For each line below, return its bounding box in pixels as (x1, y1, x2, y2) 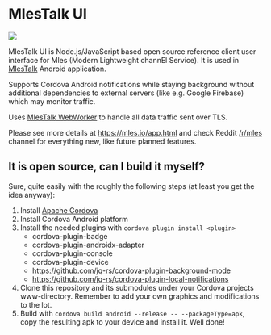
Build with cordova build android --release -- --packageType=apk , (19, 308, 245, 318)
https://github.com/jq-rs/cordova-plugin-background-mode (31, 266, 231, 275)
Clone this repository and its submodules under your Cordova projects (19, 283, 254, 292)
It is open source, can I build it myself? (8, 160, 206, 174)
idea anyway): (8, 190, 55, 199)
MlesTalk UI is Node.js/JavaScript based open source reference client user (8, 46, 256, 57)
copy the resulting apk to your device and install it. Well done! (19, 316, 225, 327)
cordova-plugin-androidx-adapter (31, 240, 145, 249)
